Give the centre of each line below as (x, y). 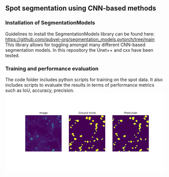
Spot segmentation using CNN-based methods (81, 8)
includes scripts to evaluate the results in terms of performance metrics (80, 85)
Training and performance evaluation (52, 68)
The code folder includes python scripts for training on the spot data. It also (84, 79)
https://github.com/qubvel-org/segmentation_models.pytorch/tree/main (80, 39)
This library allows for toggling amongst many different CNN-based (75, 45)
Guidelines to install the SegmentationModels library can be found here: (80, 34)
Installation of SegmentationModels (50, 23)
